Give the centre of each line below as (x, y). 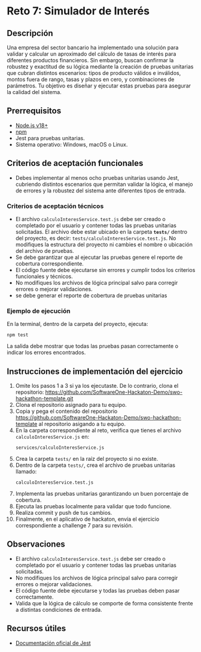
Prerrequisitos (34, 111)
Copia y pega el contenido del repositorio (66, 411)
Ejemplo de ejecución (39, 311)
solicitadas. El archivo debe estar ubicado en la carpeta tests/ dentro (101, 231)
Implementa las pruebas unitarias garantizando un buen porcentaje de (102, 494)
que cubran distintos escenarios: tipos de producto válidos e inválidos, (94, 73)
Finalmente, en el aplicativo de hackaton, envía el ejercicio (87, 519)
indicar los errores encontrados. (46, 352)
